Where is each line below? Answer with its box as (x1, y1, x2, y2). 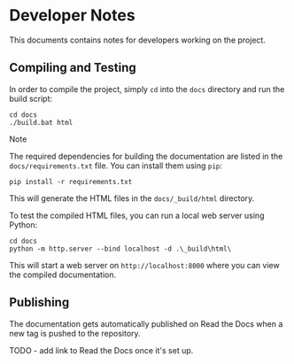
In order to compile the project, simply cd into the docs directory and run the (9, 83, 285, 94)
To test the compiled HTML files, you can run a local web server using (9, 210, 265, 221)
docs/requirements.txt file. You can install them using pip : (9, 160, 223, 171)
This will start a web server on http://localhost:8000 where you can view (9, 259, 281, 270)
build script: (9, 93, 53, 104)
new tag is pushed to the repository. (9, 328, 141, 338)
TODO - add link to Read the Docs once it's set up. (9, 345, 194, 355)
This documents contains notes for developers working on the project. (9, 35, 266, 45)
